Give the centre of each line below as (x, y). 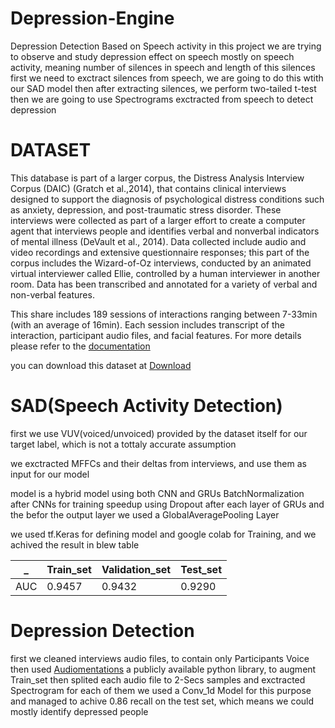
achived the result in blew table (75, 544)
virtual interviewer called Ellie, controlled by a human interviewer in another (165, 273)
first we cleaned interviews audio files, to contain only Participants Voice (160, 658)
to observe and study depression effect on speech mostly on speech (152, 56)
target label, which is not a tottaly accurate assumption (123, 444)
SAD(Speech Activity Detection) (146, 406)
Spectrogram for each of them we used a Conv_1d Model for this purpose (161, 690)
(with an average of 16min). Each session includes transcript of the (147, 324)
